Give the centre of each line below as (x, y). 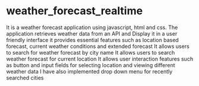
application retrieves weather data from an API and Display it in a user (92, 33)
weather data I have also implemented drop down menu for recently (89, 71)
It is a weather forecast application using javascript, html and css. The (92, 27)
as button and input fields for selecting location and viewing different (91, 65)
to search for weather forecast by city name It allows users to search (91, 52)
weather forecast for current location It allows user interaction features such (100, 59)
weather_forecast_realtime (74, 11)
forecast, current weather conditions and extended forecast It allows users (98, 46)
